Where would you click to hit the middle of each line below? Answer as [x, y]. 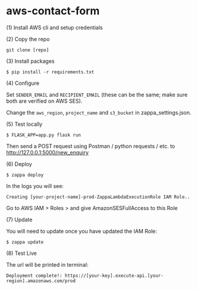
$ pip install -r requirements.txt [50, 72]
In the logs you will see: [35, 186]
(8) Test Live [21, 253]
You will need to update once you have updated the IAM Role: [82, 231]
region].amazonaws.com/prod [41, 281]
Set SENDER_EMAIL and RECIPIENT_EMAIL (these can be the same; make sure [97, 94]
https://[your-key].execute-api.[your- [114, 276]
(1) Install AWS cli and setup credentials [54, 27]
